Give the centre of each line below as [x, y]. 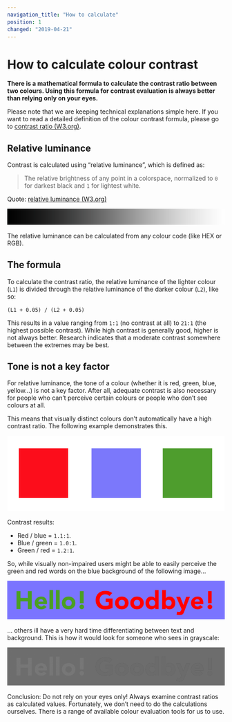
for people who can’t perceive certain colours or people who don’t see [107, 398]
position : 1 [24, 22]
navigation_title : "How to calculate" [63, 15]
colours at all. [27, 405]
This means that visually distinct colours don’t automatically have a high [109, 419]
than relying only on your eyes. [52, 98]
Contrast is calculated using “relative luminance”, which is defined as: [106, 165]
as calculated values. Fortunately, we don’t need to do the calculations [107, 704]
